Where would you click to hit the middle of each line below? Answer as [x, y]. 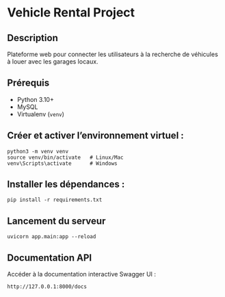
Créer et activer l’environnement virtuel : [96, 136]
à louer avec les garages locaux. [53, 62]
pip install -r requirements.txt [55, 200]
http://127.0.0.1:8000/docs [47, 287]
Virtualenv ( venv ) [41, 114]
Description [32, 38]
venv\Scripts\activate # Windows [62, 163]
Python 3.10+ [36, 99]
